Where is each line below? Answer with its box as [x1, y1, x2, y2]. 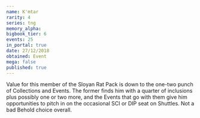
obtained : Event [6, 53, 47, 59]
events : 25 [6, 37, 34, 43]
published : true [6, 64, 47, 71]
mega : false [6, 59, 36, 65]
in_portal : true [6, 43, 47, 49]
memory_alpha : [6, 25, 42, 32]
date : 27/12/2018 [6, 48, 50, 54]
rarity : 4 [6, 14, 31, 20]
